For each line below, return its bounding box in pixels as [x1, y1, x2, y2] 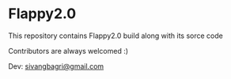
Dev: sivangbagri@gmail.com [8, 61, 104, 71]
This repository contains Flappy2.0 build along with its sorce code [8, 31, 223, 40]
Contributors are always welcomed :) [8, 46, 129, 55]
